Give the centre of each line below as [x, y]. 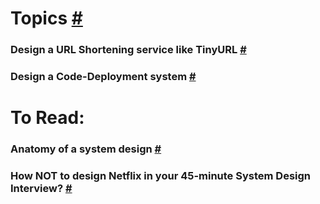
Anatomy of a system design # [86, 149]
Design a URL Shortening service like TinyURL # [128, 50]
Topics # [46, 18]
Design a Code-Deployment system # [103, 77]
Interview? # [41, 189]
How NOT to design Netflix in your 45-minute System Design [161, 176]
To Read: [47, 118]
